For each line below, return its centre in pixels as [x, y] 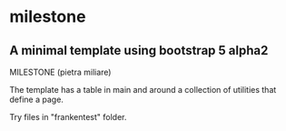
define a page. [36, 99]
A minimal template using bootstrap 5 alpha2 [139, 50]
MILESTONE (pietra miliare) [60, 72]
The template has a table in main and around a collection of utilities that [143, 90]
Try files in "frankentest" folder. [68, 117]
